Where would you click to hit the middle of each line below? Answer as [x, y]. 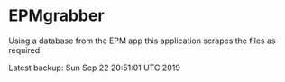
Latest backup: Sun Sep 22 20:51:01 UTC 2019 [95, 68]
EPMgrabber [56, 16]
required [24, 50]
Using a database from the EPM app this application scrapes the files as [142, 41]
